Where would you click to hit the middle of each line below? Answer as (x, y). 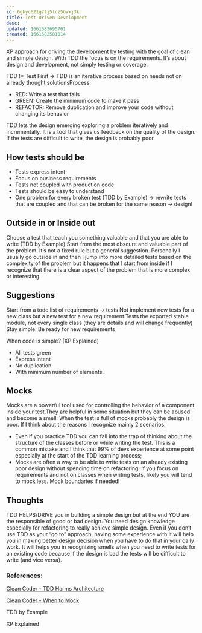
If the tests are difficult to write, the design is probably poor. (80, 138)
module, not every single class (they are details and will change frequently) (99, 323)
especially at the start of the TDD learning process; (78, 456)
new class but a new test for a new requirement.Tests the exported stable (97, 316)
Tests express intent (40, 172)
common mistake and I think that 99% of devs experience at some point (104, 449)
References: (25, 576)
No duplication (33, 365)
